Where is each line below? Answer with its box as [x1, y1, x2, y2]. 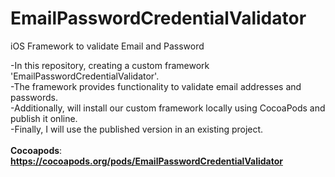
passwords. [10, 91, 58, 103]
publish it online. [10, 112, 78, 124]
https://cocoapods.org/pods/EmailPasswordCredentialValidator [10, 155, 283, 167]
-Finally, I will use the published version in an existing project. [10, 123, 264, 135]
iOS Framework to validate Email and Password [10, 40, 205, 52]
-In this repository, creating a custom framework [10, 59, 210, 71]
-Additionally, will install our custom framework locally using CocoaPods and [10, 102, 326, 114]
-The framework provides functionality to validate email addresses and [10, 80, 302, 92]
